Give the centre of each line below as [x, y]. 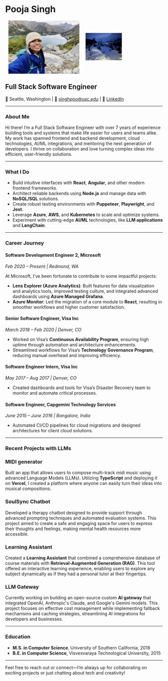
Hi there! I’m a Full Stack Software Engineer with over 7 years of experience [83, 128]
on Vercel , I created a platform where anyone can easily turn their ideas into [83, 483]
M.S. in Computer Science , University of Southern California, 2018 [81, 647]
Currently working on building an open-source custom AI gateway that [78, 598]
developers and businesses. [34, 619]
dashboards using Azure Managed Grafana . [58, 296]
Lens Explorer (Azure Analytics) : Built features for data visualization [83, 286]
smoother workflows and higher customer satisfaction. [69, 307]
